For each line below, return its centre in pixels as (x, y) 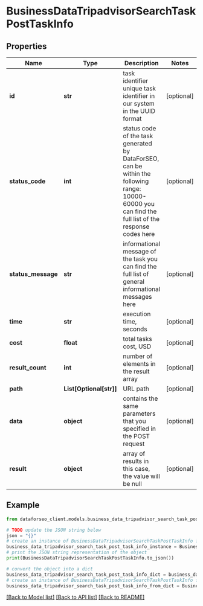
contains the (140, 398)
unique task (139, 88)
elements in (139, 364)
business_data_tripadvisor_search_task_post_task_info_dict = (86, 575)
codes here (139, 234)
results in (136, 461)
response (136, 226)
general (134, 282)
